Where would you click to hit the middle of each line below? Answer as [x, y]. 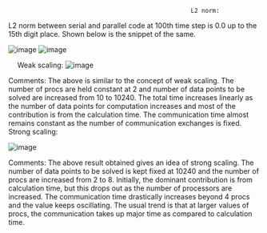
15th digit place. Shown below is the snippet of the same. [102, 34]
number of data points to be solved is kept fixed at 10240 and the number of [134, 171]
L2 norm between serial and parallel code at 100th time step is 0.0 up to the [133, 26]
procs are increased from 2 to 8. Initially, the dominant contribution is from [131, 180]
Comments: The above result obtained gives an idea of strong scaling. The [131, 163]
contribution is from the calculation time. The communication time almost [129, 114]
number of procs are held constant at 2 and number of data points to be [127, 89]
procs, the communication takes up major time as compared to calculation [130, 214]
